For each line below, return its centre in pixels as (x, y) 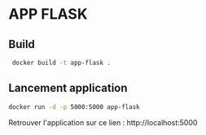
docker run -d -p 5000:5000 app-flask (74, 107)
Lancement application (68, 88)
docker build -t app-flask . (61, 63)
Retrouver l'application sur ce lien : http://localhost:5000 (103, 122)
